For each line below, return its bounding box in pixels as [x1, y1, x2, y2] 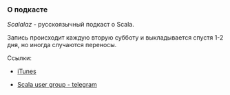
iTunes [17, 67, 36, 76]
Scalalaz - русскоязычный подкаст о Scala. [7, 21, 134, 29]
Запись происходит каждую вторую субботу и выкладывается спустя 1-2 [7, 33, 224, 42]
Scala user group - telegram [17, 81, 98, 89]
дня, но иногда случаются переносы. [7, 41, 117, 49]
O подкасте [7, 5, 48, 14]
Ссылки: [7, 54, 32, 62]
